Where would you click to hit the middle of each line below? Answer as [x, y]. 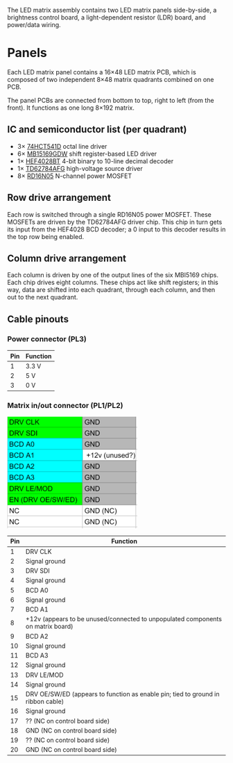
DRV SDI [37, 571]
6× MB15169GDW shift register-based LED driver [87, 154]
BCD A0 [37, 590]
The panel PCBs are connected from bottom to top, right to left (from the [111, 100]
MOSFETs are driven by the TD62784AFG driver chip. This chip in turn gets [115, 222]
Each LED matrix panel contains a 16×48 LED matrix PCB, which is [102, 72]
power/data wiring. [34, 25]
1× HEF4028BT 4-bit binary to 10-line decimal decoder [95, 161]
